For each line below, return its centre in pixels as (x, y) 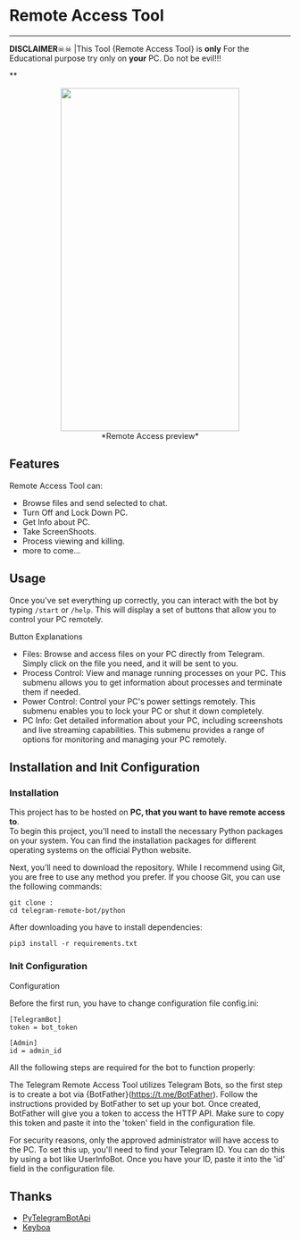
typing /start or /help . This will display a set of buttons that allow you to (143, 610)
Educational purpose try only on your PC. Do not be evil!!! (115, 58)
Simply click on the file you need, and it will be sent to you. (130, 663)
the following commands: (56, 887)
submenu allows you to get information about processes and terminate (152, 682)
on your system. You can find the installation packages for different (133, 840)
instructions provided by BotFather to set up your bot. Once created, (135, 1103)
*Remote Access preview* (150, 435)
